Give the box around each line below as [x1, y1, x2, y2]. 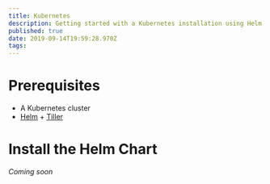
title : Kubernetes [8, 11, 70, 20]
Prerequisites [8, 77, 101, 95]
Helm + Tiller [19, 112, 63, 122]
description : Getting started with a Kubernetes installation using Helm [8, 19, 263, 27]
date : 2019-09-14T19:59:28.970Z [8, 34, 117, 43]
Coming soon [8, 167, 53, 176]
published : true [8, 27, 63, 35]
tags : [8, 42, 27, 50]
